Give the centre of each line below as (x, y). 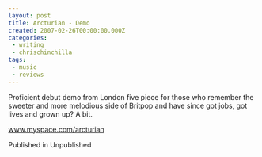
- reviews (28, 75)
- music (24, 67)
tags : (17, 60)
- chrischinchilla (42, 52)
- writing (28, 45)
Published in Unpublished (50, 144)
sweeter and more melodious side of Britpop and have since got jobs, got (128, 105)
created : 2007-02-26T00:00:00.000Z (67, 30)
